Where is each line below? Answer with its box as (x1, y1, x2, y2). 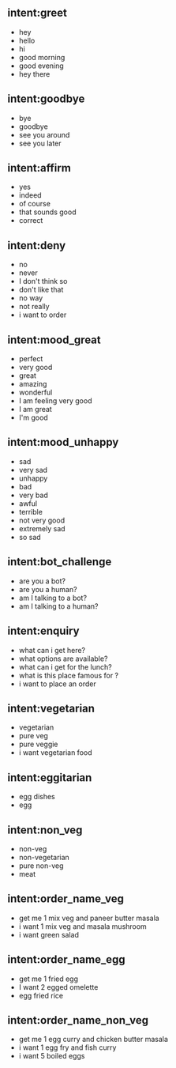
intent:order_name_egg (7, 953, 125, 967)
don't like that (18, 285, 64, 295)
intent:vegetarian (7, 701, 95, 715)
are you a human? (18, 584, 77, 594)
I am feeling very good (18, 396, 92, 406)
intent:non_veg (7, 823, 83, 836)
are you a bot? (18, 576, 66, 586)
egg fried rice (18, 991, 64, 1000)
